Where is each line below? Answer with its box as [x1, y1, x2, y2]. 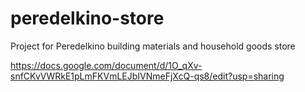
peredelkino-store [10, 7, 165, 30]
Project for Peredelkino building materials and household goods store [10, 40, 296, 52]
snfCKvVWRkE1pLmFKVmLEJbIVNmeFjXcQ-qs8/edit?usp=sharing [10, 70, 285, 82]
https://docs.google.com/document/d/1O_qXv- [10, 59, 203, 71]
